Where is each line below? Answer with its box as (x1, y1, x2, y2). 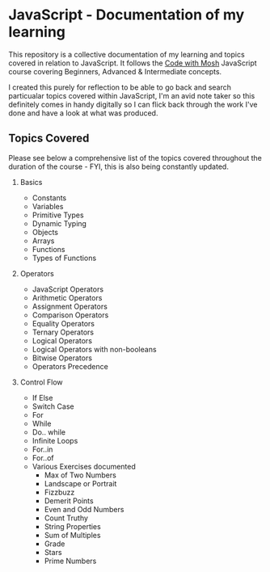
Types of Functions (32, 253, 97, 263)
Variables (32, 201, 64, 211)
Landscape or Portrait (44, 478, 117, 488)
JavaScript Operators (32, 284, 103, 294)
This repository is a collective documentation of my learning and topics (8, 49, 245, 59)
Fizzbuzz (44, 487, 75, 497)
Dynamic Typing (32, 218, 87, 228)
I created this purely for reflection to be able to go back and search (8, 82, 232, 92)
